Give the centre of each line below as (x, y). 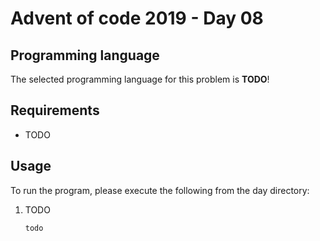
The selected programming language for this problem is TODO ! (140, 79)
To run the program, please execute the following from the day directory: (160, 190)
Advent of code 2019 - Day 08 (137, 18)
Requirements (55, 110)
